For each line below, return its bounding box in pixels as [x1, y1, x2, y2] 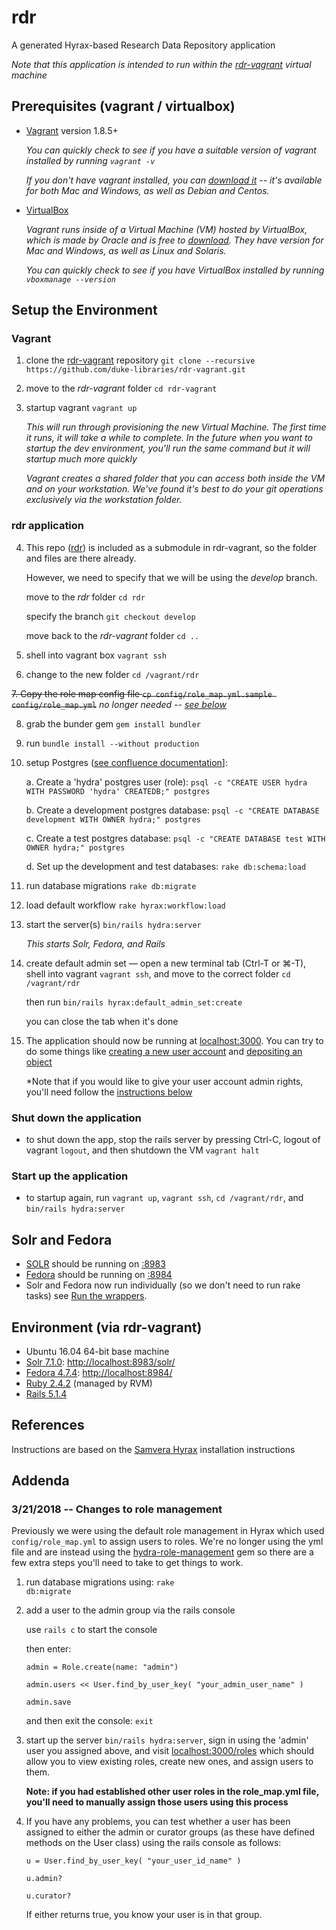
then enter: [25, 1643, 72, 1655]
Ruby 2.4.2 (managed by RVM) [25, 1377, 153, 1389]
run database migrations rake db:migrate [25, 879, 197, 891]
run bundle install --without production [25, 737, 200, 749]
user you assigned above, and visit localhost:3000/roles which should [25, 1745, 315, 1757]
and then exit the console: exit [25, 1715, 154, 1727]
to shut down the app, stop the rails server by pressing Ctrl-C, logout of [25, 1134, 321, 1146]
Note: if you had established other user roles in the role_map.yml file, [25, 1786, 319, 1798]
